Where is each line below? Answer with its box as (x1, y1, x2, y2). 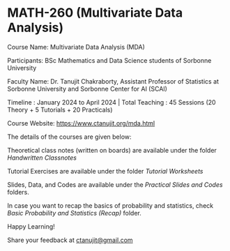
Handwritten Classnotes (7, 153, 77, 162)
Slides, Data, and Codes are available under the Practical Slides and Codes (7, 180, 223, 189)
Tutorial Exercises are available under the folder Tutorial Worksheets (7, 167, 204, 175)
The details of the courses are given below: (7, 132, 132, 141)
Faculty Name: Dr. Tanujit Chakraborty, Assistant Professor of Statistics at (7, 77, 220, 85)
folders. (7, 188, 29, 196)
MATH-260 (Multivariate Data (7, 5, 183, 21)
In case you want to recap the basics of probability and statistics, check (7, 201, 214, 210)
